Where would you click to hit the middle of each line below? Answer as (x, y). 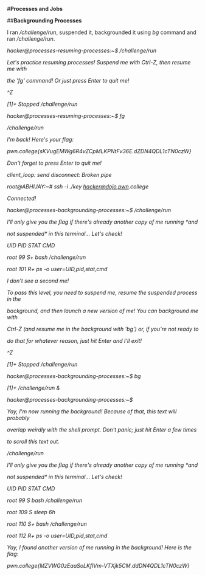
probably (18, 418)
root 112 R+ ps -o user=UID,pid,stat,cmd (57, 535)
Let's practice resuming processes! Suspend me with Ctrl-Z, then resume (99, 62)
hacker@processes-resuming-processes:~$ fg (66, 116)
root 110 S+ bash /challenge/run (47, 524)
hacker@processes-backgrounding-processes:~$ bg (74, 376)
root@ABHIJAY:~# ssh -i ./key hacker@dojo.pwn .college (78, 187)
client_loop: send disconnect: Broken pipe (59, 175)
